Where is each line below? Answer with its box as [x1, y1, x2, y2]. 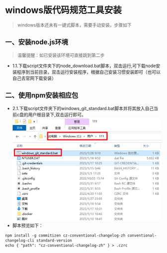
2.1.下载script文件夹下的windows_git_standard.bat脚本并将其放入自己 [12, 105, 154, 111]
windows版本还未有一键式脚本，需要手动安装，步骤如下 [17, 22, 132, 28]
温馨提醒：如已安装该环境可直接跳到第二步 [17, 52, 105, 58]
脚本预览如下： [12, 222, 43, 228]
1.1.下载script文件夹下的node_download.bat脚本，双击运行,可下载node [12, 63, 156, 69]
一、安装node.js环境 [5, 38, 69, 46]
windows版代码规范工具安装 [5, 4, 122, 16]
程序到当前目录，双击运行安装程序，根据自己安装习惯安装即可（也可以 [16, 69, 161, 75]
